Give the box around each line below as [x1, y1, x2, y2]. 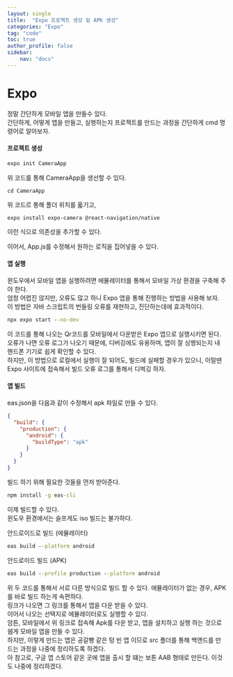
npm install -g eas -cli [7, 492, 77, 499]
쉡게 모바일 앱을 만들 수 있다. [7, 627, 86, 635]
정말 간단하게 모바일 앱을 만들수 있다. [7, 109, 108, 118]
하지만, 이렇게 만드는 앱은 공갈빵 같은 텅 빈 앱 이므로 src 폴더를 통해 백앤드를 [7, 635, 214, 644]
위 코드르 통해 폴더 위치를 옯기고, [7, 200, 97, 209]
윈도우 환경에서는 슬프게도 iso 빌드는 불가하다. [7, 513, 133, 522]
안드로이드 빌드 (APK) [7, 556, 67, 564]
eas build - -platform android [7, 543, 95, 550]
